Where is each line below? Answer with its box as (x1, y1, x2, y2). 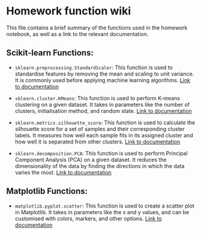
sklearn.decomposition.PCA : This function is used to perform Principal (14, 149, 188, 157)
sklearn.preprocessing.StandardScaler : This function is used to (14, 64, 173, 71)
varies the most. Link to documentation (14, 169, 112, 176)
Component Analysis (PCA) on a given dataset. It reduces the (14, 156, 167, 163)
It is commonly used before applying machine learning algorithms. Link (14, 76, 191, 83)
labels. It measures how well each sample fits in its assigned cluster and (14, 131, 193, 139)
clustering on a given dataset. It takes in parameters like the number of (14, 101, 190, 108)
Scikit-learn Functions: (6, 48, 94, 58)
